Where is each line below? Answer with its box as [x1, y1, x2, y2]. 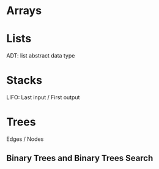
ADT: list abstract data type [6, 52, 75, 59]
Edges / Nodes [6, 135, 44, 143]
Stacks [6, 73, 43, 88]
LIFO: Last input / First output [6, 94, 80, 101]
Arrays [6, 4, 42, 18]
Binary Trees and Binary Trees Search [6, 153, 153, 163]
